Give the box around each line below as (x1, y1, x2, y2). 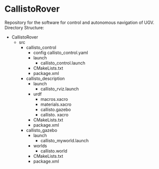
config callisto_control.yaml (33, 50, 88, 56)
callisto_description (26, 75, 65, 81)
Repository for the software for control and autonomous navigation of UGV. (4, 19, 155, 25)
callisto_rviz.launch (40, 86, 79, 92)
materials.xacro (40, 101, 72, 107)
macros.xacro (40, 96, 68, 102)
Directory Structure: (4, 24, 45, 30)
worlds (33, 143, 47, 149)
